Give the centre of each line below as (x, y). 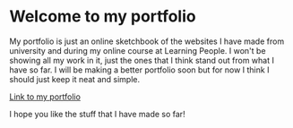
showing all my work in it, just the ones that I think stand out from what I (142, 60)
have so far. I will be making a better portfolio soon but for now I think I (139, 70)
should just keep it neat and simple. (75, 79)
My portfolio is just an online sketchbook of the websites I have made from (147, 41)
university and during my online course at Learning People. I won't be (138, 50)
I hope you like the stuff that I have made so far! (97, 114)
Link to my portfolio (45, 97)
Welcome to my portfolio (103, 17)
